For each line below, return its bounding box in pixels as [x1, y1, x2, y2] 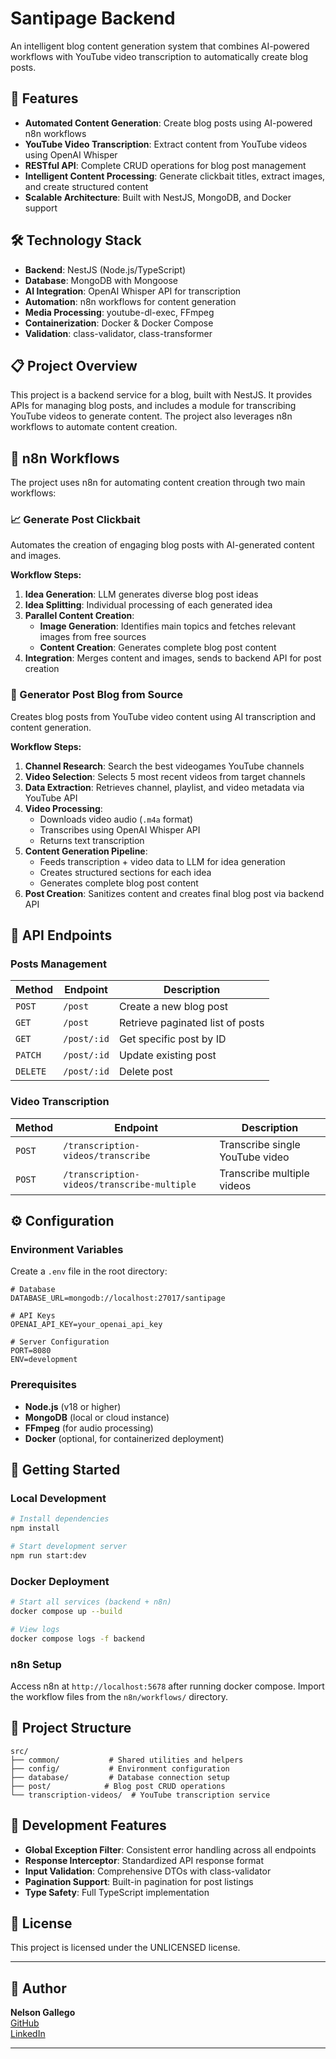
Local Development [10, 1492, 107, 1506]
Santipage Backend [10, 7, 176, 30]
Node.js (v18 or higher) [24, 1400, 122, 1412]
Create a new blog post [118, 1000, 229, 1014]
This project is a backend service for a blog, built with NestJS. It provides [10, 389, 313, 401]
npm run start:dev [10, 1551, 87, 1561]
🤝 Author [10, 1980, 67, 1997]
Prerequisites [10, 1378, 77, 1392]
